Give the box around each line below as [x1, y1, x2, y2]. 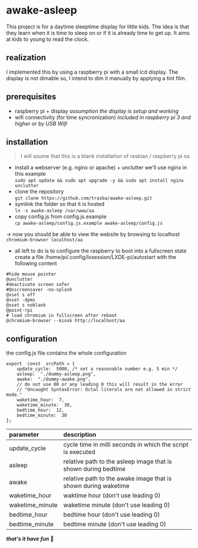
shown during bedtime [63, 465, 126, 473]
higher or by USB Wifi [14, 120, 68, 127]
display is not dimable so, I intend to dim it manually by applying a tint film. [6, 74, 187, 81]
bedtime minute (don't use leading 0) [63, 520, 166, 529]
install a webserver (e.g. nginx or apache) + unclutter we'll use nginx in [14, 164, 187, 171]
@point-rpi [6, 307, 33, 313]
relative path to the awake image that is [63, 474, 172, 483]
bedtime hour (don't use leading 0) [63, 511, 160, 519]
